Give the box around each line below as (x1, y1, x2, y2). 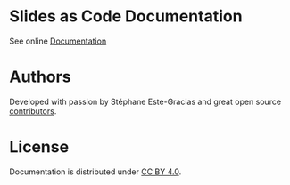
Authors (9, 67, 71, 87)
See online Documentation (9, 36, 107, 46)
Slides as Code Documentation (9, 6, 243, 27)
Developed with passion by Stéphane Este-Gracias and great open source (9, 96, 282, 107)
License (9, 137, 70, 157)
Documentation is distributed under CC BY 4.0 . (9, 166, 182, 177)
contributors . (9, 105, 57, 117)
